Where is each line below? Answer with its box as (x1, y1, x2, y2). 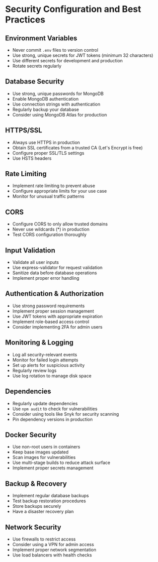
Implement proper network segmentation (12, 547, 97, 553)
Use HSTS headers (12, 155, 52, 161)
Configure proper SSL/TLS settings (12, 150, 84, 156)
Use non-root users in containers (12, 444, 80, 450)
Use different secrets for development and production (12, 58, 123, 63)
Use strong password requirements (12, 303, 85, 309)
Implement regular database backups (12, 493, 89, 499)
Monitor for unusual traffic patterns (12, 193, 84, 200)
